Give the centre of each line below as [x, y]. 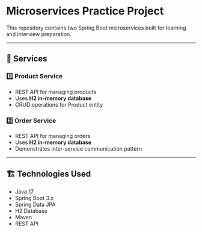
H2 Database [31, 211]
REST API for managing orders [53, 136]
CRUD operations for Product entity [59, 104]
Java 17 [24, 192]
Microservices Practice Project [85, 11]
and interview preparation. [39, 34]
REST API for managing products [56, 92]
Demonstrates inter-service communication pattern [78, 148]
